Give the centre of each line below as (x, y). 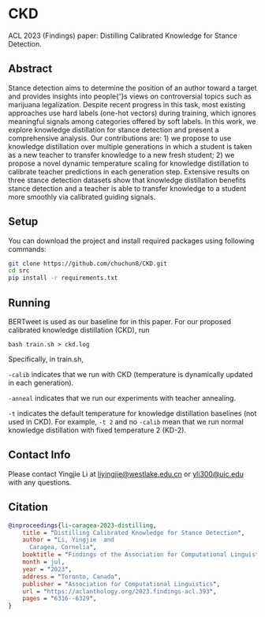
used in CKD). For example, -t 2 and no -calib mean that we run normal (126, 422)
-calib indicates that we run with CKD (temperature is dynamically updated (131, 374)
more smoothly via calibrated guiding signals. (82, 196)
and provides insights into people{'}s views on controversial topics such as (130, 96)
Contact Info (39, 455)
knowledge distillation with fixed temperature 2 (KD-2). (97, 430)
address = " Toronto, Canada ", (72, 577)
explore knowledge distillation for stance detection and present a (114, 129)
